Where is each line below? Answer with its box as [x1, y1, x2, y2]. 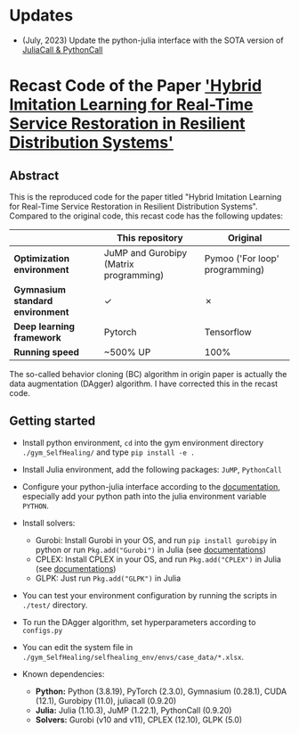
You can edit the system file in [21, 641, 133, 652]
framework [13, 331, 62, 343]
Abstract [9, 168, 60, 183]
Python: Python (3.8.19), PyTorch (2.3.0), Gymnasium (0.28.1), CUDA [35, 686, 287, 697]
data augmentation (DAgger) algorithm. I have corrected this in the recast [9, 378, 279, 389]
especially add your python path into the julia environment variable [21, 491, 267, 501]
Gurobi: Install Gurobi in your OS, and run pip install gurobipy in [35, 534, 278, 545]
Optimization [13, 252, 69, 264]
